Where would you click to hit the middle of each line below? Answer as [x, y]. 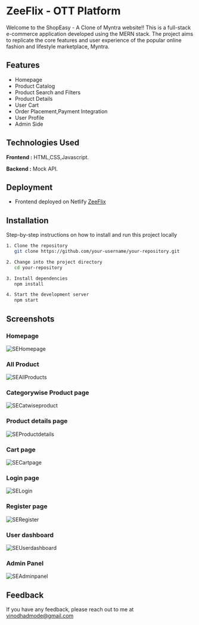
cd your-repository [38, 267]
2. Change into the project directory [54, 262]
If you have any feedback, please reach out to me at [70, 609]
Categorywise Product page [48, 393]
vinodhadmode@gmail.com [40, 616]
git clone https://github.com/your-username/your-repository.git [97, 252]
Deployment [29, 187]
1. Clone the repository [37, 246]
